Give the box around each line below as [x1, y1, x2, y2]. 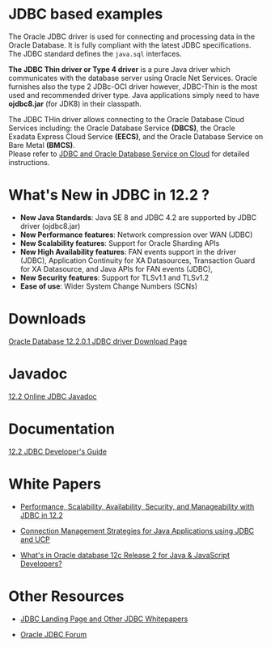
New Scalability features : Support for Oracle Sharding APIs [19, 238, 220, 247]
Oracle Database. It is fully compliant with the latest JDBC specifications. [8, 40, 252, 49]
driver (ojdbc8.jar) [19, 221, 81, 230]
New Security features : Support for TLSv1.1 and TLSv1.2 [19, 273, 210, 282]
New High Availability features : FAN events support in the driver [19, 247, 237, 256]
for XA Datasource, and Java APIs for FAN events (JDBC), [19, 264, 213, 273]
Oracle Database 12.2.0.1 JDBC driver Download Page [8, 336, 188, 346]
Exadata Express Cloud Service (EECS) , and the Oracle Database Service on [8, 131, 264, 142]
